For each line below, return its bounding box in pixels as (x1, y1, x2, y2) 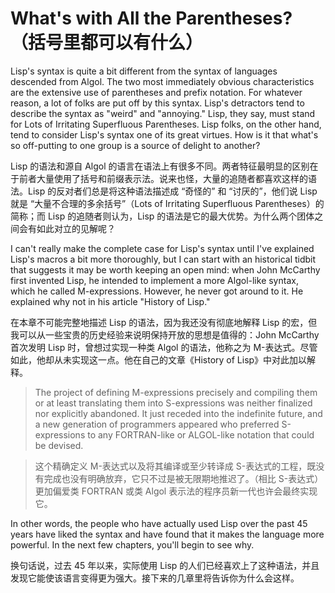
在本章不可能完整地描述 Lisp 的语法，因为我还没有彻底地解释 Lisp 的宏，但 (10, 316, 318, 328)
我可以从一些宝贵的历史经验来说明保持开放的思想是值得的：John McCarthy (10, 328, 320, 341)
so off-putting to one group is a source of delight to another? (10, 139, 261, 151)
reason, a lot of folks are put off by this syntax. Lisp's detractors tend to (10, 97, 305, 109)
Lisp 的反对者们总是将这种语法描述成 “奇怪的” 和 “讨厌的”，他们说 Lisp (27, 185, 318, 197)
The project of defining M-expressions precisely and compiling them (34, 386, 318, 398)
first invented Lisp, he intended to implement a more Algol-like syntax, (10, 274, 299, 286)
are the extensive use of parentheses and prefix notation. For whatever (10, 86, 303, 98)
